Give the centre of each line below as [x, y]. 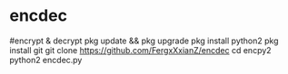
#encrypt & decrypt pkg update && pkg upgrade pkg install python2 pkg [144, 41]
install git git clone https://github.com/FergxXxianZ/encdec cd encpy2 [140, 50]
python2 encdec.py [46, 60]
